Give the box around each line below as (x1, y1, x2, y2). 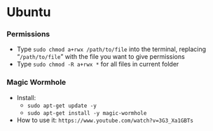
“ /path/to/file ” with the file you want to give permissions (16, 53, 185, 61)
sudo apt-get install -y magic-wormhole (27, 109, 147, 116)
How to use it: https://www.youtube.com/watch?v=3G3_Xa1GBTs (16, 116, 194, 124)
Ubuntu (6, 4, 51, 20)
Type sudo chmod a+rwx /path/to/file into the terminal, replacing (16, 45, 207, 53)
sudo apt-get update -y (27, 102, 97, 109)
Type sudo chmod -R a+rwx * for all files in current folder (16, 60, 179, 69)
